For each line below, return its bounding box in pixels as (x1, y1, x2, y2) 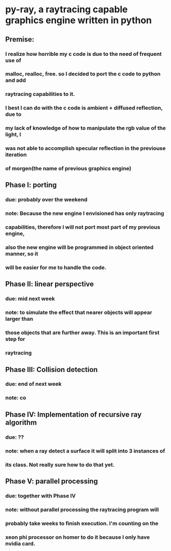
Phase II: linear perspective (5, 280, 94, 288)
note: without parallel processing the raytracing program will (5, 506, 159, 513)
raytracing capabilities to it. (5, 91, 75, 98)
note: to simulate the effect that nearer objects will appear (5, 309, 152, 316)
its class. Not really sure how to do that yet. (5, 461, 115, 468)
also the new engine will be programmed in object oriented (5, 244, 154, 251)
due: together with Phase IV (5, 492, 76, 499)
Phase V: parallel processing (5, 477, 98, 485)
